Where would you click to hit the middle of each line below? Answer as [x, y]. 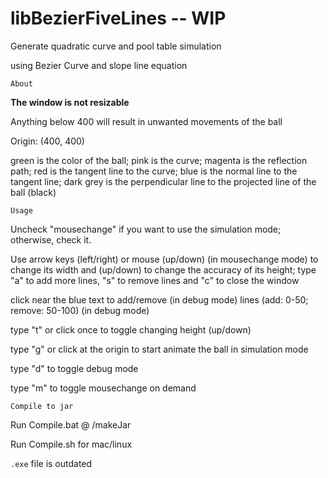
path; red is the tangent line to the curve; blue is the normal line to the [154, 171]
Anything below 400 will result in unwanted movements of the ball [146, 121]
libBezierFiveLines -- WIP [118, 18]
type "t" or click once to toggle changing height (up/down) [131, 329]
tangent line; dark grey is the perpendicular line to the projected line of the [163, 181]
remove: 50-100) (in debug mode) [80, 310]
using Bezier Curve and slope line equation [99, 65]
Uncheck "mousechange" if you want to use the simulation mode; [146, 229]
